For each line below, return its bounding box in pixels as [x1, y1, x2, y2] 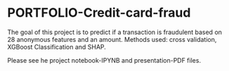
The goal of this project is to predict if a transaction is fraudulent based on [7, 28, 223, 36]
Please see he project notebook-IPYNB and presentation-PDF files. [7, 56, 202, 64]
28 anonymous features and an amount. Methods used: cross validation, [7, 35, 217, 43]
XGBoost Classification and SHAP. [7, 42, 107, 51]
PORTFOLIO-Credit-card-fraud [7, 5, 191, 21]
